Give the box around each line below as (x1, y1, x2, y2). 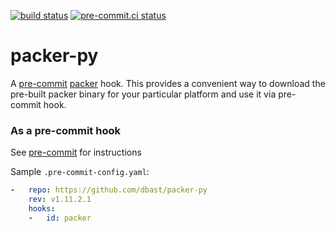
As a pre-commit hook (10, 123, 121, 137)
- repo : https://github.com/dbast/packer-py (10, 185, 208, 195)
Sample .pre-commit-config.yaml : (10, 166, 150, 178)
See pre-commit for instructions (10, 146, 142, 159)
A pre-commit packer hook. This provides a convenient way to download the (10, 77, 326, 89)
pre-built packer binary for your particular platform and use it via (10, 88, 277, 100)
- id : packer (28, 213, 92, 223)
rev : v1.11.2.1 (28, 195, 92, 205)
